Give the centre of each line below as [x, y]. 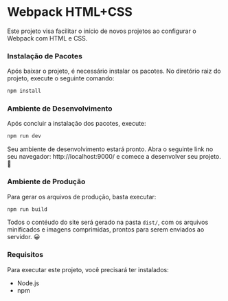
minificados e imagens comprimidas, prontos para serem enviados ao [106, 230]
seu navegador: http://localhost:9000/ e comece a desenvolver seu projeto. [114, 157]
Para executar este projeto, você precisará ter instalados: [88, 269]
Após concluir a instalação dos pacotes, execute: [77, 124]
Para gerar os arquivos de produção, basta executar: [82, 197]
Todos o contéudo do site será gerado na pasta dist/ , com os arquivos [108, 222]
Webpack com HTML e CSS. [47, 38]
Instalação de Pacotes [45, 56]
